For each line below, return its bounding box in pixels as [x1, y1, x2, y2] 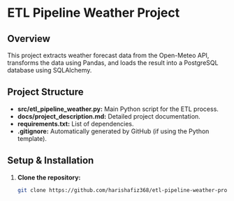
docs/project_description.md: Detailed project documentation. [17, 112, 200, 120]
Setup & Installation [7, 155, 94, 167]
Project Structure [7, 86, 84, 98]
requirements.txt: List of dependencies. [17, 119, 134, 128]
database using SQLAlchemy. [7, 66, 92, 74]
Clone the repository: [17, 173, 81, 181]
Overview [7, 33, 51, 45]
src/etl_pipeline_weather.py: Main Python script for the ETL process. [17, 105, 219, 113]
